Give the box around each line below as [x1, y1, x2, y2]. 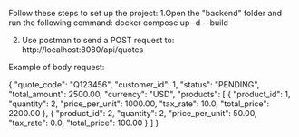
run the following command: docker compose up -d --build [8, 17, 228, 28]
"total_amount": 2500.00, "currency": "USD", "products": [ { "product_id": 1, [8, 89, 291, 99]
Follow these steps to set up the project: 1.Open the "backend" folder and [8, 8, 283, 18]
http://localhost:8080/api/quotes [21, 44, 144, 55]
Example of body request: [8, 62, 105, 72]
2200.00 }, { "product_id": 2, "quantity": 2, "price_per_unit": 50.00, [8, 108, 257, 118]
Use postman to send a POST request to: [21, 35, 175, 45]
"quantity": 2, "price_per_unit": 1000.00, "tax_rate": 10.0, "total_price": [8, 98, 269, 109]
